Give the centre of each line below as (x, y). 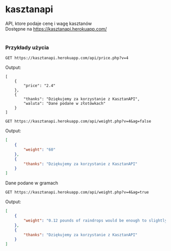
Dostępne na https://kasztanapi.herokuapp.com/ (56, 29)
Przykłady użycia (27, 47)
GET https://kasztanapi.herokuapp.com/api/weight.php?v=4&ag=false (78, 121)
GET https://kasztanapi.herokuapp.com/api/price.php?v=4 (67, 58)
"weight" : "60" (40, 149)
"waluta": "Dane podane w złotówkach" (65, 104)
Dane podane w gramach (32, 183)
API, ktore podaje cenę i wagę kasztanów (49, 23)
